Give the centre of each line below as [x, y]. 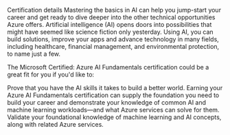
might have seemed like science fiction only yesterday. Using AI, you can [111, 32]
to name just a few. [34, 54]
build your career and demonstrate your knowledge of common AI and [107, 102]
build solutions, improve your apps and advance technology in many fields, [113, 39]
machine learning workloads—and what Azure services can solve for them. [113, 110]
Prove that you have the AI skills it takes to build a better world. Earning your [115, 88]
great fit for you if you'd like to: [51, 74]
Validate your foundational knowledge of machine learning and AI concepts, [114, 117]
